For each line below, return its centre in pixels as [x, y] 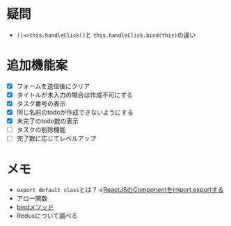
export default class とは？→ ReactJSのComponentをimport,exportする [120, 190]
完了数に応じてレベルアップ [56, 138]
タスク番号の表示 [41, 104]
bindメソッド [35, 207]
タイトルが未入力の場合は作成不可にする [74, 95]
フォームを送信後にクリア [53, 86]
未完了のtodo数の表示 [48, 121]
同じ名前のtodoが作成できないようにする [75, 113]
